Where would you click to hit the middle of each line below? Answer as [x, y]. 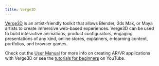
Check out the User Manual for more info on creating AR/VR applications [78, 53]
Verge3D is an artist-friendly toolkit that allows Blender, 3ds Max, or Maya [79, 23]
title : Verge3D [20, 9]
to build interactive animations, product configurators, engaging [69, 33]
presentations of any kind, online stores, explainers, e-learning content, [77, 39]
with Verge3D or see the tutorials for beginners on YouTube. [65, 58]
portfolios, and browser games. [36, 43]
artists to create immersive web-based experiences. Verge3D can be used [79, 28]
